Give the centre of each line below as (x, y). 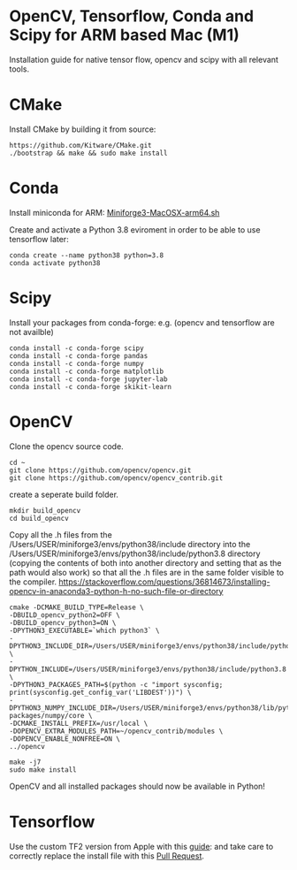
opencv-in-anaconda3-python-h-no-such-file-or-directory (116, 591)
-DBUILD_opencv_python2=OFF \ (65, 615)
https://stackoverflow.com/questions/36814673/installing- (164, 582)
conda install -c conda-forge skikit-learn (91, 386)
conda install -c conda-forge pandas (79, 355)
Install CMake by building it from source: (83, 129)
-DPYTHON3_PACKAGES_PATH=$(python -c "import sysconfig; (116, 684)
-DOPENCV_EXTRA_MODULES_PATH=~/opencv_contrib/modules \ (116, 731)
